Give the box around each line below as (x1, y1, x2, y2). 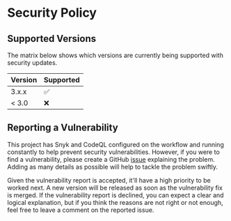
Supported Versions (7, 33, 96, 45)
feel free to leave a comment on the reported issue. (7, 206, 154, 214)
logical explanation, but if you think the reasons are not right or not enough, (7, 198, 224, 206)
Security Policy (7, 5, 97, 21)
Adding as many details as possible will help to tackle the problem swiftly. (7, 162, 218, 171)
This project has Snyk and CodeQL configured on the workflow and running (7, 140, 224, 148)
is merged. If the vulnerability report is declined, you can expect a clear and (7, 190, 224, 199)
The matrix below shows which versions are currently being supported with (7, 51, 224, 59)
